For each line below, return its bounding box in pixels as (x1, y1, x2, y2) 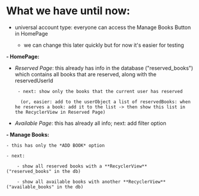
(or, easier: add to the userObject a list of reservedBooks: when (20, 99, 191, 105)
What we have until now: (6, 4, 131, 18)
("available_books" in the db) (6, 184, 84, 190)
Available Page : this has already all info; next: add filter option (14, 120, 166, 127)
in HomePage (14, 30, 49, 37)
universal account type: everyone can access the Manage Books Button (14, 24, 191, 31)
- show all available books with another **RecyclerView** (17, 179, 166, 185)
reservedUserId (14, 77, 53, 84)
